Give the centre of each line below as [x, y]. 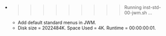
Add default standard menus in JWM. [57, 23]
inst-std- [152, 7]
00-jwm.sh [135, 13]
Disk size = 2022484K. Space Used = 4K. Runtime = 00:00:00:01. [87, 28]
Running [133, 7]
